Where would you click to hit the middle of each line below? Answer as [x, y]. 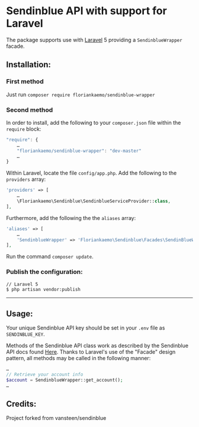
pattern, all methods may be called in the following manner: [78, 358]
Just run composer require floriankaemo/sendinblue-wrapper [81, 94]
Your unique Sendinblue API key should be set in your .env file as [86, 328]
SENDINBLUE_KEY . [26, 334]
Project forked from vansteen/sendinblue [56, 418]
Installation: [29, 65]
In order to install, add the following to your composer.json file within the [94, 122]
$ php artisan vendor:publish [44, 290]
